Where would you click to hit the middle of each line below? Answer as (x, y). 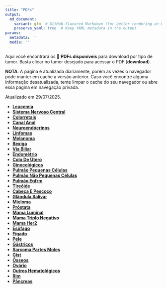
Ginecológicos (28, 164)
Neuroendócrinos (31, 128)
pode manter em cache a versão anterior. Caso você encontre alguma (77, 76)
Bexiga (20, 144)
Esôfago (21, 228)
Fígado (20, 233)
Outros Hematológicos (36, 271)
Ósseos (20, 260)
